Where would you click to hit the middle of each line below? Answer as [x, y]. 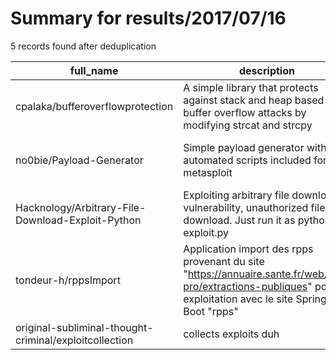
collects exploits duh [231, 334]
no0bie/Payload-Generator [79, 160]
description [266, 70]
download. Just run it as [239, 220]
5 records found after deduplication [83, 46]
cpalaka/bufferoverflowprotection [94, 106]
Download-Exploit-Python [78, 220]
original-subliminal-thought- [84, 327]
